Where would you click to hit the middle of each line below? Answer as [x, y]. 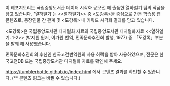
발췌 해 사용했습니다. [31, 44]
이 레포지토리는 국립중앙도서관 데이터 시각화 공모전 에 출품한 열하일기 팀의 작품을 [85, 7]
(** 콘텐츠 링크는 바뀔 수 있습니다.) [46, 78]
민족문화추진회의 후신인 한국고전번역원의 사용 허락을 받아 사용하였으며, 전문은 [82, 54]
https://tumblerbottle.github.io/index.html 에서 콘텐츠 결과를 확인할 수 [76, 72]
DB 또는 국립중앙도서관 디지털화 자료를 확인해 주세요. [70, 61]
